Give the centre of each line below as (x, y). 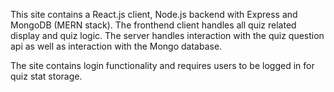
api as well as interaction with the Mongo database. (116, 46)
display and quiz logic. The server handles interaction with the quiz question (167, 35)
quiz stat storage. (46, 76)
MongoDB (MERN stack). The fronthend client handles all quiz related (153, 25)
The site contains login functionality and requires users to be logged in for (162, 65)
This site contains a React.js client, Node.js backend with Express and (154, 14)
